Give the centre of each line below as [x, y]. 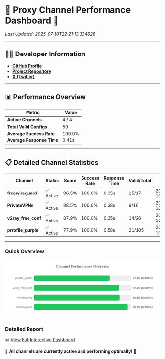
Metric [33, 113]
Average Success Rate [31, 133]
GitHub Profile [27, 66]
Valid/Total [140, 181]
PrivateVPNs [20, 205]
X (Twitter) [24, 76]
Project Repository [32, 71]
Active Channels [25, 120]
